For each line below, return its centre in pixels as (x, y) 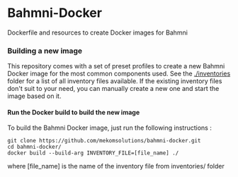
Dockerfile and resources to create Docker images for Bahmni (97, 32)
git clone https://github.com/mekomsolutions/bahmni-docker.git (104, 141)
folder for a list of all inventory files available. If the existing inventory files (115, 81)
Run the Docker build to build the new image (74, 112)
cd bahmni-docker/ (34, 147)
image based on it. (34, 96)
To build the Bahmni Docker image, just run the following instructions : (110, 128)
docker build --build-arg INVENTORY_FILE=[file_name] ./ (93, 153)
